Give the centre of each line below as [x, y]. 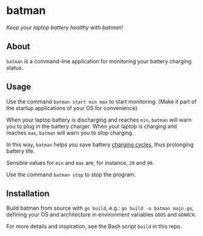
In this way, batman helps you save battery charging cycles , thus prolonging [100, 144]
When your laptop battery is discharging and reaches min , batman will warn [99, 120]
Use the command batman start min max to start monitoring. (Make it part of [101, 102]
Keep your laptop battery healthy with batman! [65, 27]
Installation [28, 193]
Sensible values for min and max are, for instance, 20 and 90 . [80, 162]
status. [15, 68]
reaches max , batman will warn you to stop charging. [70, 133]
